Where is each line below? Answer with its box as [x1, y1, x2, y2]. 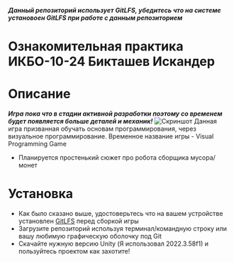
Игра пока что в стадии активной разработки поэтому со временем [8, 109, 223, 118]
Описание [8, 86, 71, 102]
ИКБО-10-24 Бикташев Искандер [8, 53, 216, 70]
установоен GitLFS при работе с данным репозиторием [8, 13, 183, 22]
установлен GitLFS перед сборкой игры [18, 217, 139, 226]
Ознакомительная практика [8, 38, 184, 55]
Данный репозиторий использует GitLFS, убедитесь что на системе [8, 6, 222, 14]
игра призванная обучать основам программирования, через [8, 124, 197, 133]
